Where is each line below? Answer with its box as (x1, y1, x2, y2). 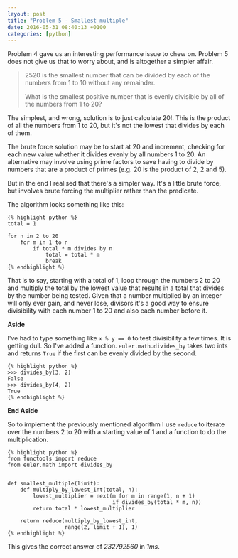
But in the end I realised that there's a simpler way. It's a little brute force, (7, 179, 222, 188)
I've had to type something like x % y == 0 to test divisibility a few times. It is (7, 334, 232, 343)
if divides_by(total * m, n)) (112, 499, 202, 506)
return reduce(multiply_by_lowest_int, (20, 517, 139, 525)
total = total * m (45, 252, 100, 259)
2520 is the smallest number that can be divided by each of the (24, 71, 211, 80)
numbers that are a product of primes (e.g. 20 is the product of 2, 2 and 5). (7, 165, 227, 174)
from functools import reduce (7, 456, 97, 463)
